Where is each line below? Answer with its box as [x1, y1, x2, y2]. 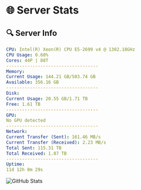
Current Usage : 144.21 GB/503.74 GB [6, 74, 96, 80]
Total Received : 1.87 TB [6, 151, 67, 156]
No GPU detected [6, 118, 46, 124]
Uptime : [6, 161, 25, 168]
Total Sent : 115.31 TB [6, 145, 62, 151]
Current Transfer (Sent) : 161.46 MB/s [6, 134, 101, 140]
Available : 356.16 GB [6, 79, 59, 85]
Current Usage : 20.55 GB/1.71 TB [6, 95, 88, 102]
